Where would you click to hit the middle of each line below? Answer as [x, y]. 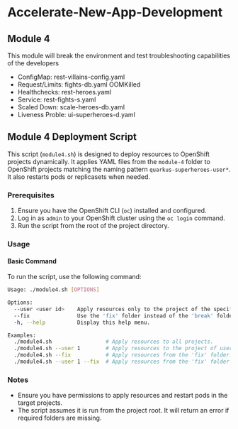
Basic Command [32, 261]
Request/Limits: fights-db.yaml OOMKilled [79, 85]
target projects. [40, 403]
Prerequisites [31, 195]
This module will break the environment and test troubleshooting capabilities [119, 55]
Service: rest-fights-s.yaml [57, 99]
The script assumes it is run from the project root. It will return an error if [123, 411]
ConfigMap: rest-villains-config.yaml [71, 77]
